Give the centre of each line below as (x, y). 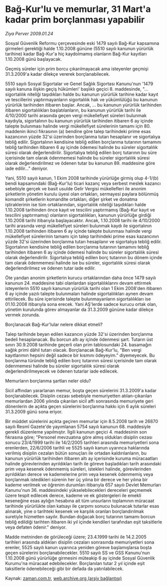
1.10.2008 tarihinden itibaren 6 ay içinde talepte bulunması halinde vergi (79, 231)
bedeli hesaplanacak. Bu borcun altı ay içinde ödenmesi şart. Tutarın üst (79, 339)
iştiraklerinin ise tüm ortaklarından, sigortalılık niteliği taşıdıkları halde (76, 204)
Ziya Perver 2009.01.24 (29, 33)
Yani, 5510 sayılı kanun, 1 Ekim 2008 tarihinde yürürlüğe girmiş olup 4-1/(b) (82, 178)
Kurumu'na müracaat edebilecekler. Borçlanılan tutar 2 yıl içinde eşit (75, 563)
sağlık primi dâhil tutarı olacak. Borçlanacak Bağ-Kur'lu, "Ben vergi (73, 350)
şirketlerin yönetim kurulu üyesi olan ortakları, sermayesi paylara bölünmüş (82, 194)
